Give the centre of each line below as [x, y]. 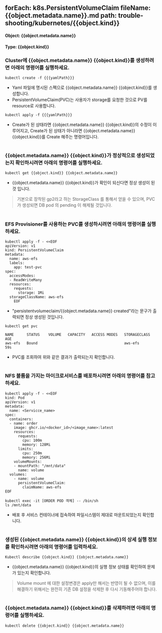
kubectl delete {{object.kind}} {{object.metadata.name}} [65, 626]
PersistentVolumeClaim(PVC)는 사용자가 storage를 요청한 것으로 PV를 [80, 100]
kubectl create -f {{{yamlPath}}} [40, 78]
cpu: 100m [32, 440]
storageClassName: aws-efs [37, 297]
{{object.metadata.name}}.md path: [61, 16]
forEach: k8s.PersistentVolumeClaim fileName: [78, 8]
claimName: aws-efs [42, 487]
